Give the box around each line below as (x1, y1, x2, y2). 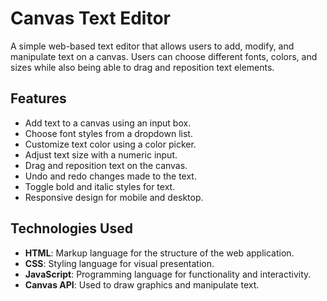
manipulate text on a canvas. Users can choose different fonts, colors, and (10, 50, 318, 62)
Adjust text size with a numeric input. (24, 148, 178, 161)
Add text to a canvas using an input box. (24, 117, 192, 129)
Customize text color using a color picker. (24, 138, 197, 150)
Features (10, 90, 67, 107)
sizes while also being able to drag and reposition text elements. (10, 61, 275, 73)
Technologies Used (10, 220, 133, 237)
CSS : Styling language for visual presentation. (24, 257, 215, 269)
